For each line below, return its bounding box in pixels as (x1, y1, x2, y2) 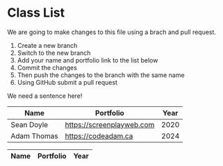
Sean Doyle (10, 119, 49, 129)
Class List (7, 5, 65, 21)
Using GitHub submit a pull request (17, 78, 118, 86)
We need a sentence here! (7, 92, 83, 100)
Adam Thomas (10, 131, 58, 140)
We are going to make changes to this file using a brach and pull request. (7, 28, 217, 36)
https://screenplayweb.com (65, 119, 155, 129)
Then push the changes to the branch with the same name (17, 71, 185, 79)
